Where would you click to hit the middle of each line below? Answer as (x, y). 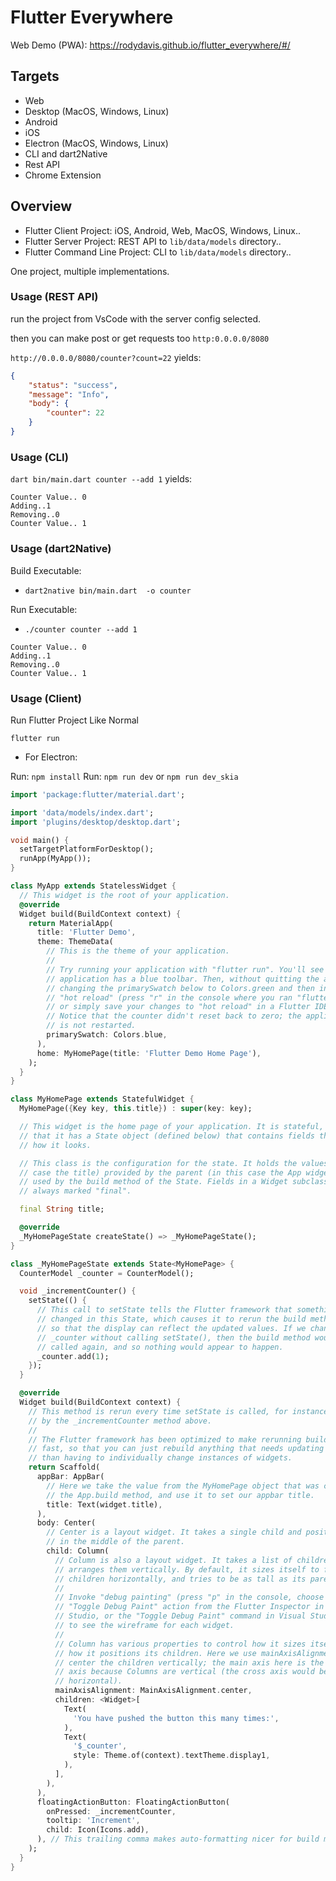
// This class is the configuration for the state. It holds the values (174, 1163)
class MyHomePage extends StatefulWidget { (102, 1099)
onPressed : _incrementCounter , (111, 1811)
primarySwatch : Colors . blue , (107, 1035)
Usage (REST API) (54, 297)
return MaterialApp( (71, 923)
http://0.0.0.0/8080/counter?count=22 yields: (106, 357)
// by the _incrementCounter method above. (120, 1421)
